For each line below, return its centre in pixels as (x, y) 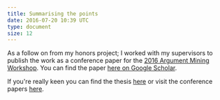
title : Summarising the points (53, 14)
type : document (29, 27)
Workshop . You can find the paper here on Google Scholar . (92, 68)
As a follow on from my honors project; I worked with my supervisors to (110, 53)
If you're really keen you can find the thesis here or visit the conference (110, 82)
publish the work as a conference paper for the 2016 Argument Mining (108, 61)
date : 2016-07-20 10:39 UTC (48, 20)
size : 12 (20, 33)
